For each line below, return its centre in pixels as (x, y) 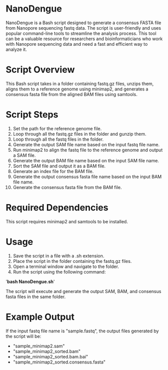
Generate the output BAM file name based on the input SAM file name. (86, 160)
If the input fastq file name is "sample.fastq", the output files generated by (82, 331)
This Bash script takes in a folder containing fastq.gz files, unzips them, (80, 83)
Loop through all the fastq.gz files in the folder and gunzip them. (79, 134)
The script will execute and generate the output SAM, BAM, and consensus (83, 291)
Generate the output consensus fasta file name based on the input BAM (87, 176)
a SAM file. (24, 155)
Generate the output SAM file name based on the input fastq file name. (86, 144)
